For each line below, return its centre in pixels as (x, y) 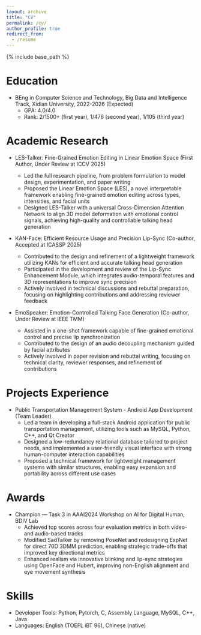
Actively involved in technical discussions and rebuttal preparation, (106, 288)
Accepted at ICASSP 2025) (48, 244)
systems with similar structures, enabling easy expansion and (100, 467)
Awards (26, 498)
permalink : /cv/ (26, 23)
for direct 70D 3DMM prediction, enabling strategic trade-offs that (106, 546)
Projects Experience (58, 393)
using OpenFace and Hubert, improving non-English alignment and (106, 565)
